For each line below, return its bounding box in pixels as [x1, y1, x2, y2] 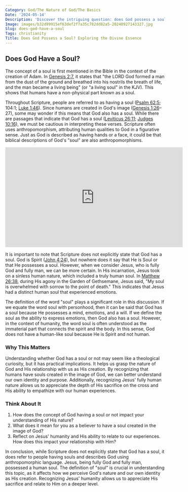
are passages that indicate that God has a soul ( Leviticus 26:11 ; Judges [5, 115, 154, 122]
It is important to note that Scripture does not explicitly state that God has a [5, 251, 162, 257]
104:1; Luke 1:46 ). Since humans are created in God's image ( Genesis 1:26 [5, 104, 160, 111]
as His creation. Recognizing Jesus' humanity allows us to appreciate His [5, 475, 158, 482]
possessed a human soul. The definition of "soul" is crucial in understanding [5, 465, 165, 471]
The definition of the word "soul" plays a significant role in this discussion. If [5, 299, 165, 305]
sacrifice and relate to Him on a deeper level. [5, 481, 99, 487]
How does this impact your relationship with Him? [12, 439, 117, 445]
